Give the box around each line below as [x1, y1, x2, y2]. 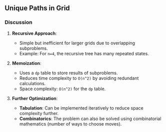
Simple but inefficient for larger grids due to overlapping [19, 40, 135, 46]
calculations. [19, 80, 46, 86]
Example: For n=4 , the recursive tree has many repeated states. [19, 50, 149, 56]
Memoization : [11, 60, 41, 66]
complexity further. [19, 110, 59, 116]
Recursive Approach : [11, 30, 57, 36]
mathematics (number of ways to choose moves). [19, 121, 122, 127]
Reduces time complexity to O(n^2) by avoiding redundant [19, 75, 139, 81]
